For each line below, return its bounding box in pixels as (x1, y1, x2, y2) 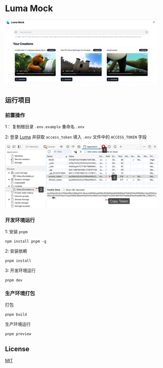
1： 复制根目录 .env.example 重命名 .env (5, 124, 85, 130)
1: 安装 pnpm (5, 229, 28, 234)
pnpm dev (5, 278, 23, 283)
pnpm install (5, 258, 32, 264)
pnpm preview (5, 332, 32, 336)
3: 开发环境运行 (5, 268, 36, 273)
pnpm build (5, 312, 27, 317)
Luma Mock (5, 3, 53, 14)
